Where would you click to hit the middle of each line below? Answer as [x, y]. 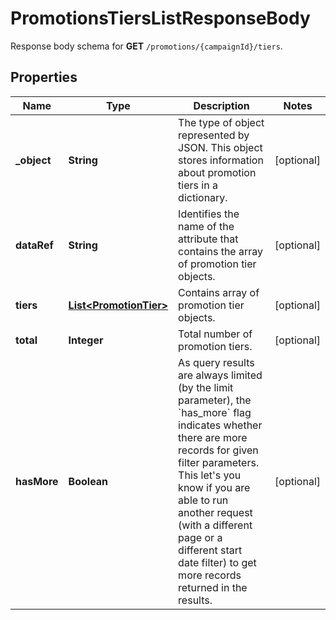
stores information [221, 160]
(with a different [215, 525]
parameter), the [215, 400]
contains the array [221, 251]
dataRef [34, 245]
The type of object [221, 122]
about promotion [217, 172]
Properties [44, 77]
